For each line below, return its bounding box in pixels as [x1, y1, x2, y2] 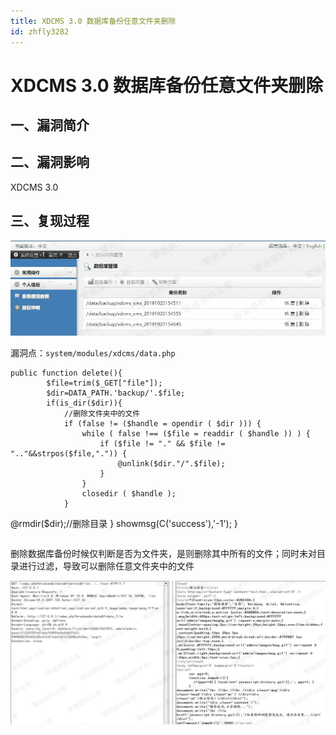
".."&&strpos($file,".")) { [10, 448, 128, 459]
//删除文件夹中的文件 [63, 408, 141, 419]
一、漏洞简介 [10, 117, 90, 134]
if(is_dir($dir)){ [46, 398, 123, 408]
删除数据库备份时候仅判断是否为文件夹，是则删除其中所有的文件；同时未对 [10, 547, 317, 559]
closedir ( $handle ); [81, 488, 177, 499]
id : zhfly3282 [10, 26, 70, 37]
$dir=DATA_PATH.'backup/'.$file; [46, 388, 186, 398]
